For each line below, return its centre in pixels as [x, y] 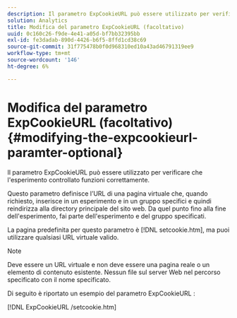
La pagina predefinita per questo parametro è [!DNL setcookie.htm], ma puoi [119, 230]
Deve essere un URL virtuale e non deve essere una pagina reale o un [109, 264]
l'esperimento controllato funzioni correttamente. [79, 179]
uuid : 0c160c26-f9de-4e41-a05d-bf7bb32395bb [74, 34]
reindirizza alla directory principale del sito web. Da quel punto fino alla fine [117, 208]
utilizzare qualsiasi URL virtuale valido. [63, 237]
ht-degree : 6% [28, 66]
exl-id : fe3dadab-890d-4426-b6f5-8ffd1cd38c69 [77, 40]
